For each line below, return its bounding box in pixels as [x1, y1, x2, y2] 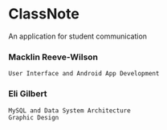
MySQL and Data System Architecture [8, 106, 131, 115]
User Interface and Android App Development [8, 70, 160, 78]
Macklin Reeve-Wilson [8, 51, 99, 63]
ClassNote [8, 5, 80, 23]
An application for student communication [8, 31, 147, 41]
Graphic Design [8, 113, 59, 121]
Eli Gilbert [8, 88, 47, 100]
